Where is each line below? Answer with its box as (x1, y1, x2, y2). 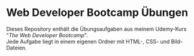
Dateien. (6, 44, 27, 51)
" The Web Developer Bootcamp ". (6, 31, 88, 38)
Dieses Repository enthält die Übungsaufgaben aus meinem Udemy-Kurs (6, 25, 187, 32)
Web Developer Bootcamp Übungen (6, 6, 189, 19)
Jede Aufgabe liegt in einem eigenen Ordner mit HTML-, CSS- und (6, 38, 170, 45)
